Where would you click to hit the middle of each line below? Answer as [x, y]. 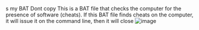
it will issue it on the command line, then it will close [70, 21]
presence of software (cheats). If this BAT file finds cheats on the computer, [99, 15]
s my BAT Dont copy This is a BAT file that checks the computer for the [93, 9]
